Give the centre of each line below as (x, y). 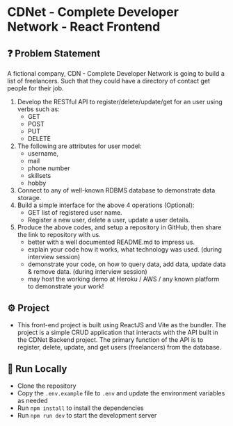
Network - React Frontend (84, 27)
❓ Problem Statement (54, 53)
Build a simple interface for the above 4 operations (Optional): (106, 205)
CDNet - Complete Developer (93, 12)
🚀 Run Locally (37, 369)
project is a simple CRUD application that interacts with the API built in (118, 332)
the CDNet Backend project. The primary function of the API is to (110, 339)
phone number (49, 168)
